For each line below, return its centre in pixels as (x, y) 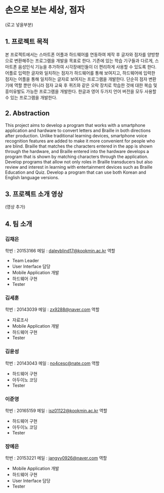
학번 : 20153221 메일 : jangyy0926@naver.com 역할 (56, 458)
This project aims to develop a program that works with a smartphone (75, 125)
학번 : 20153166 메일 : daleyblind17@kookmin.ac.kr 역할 (60, 251)
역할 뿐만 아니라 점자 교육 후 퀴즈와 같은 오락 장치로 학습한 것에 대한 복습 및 (86, 85)
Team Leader (25, 261)
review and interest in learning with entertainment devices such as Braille (79, 167)
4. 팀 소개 (19, 224)
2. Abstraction (27, 113)
